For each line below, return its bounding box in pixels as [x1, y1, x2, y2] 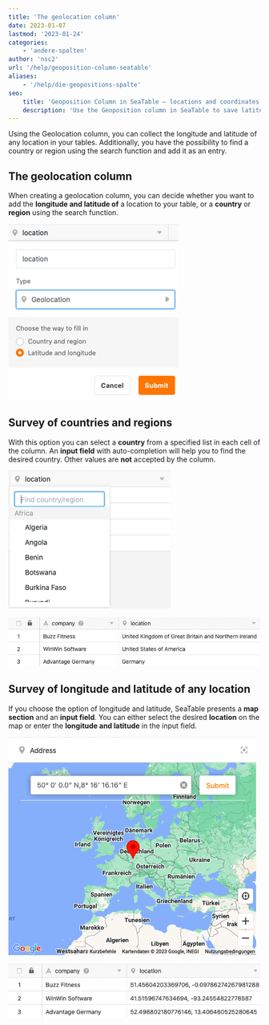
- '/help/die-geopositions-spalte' [22, 80, 142, 88]
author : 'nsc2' [8, 55, 59, 63]
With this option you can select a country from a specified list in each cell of [8, 437, 261, 447]
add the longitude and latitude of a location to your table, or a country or [8, 199, 251, 209]
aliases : [8, 72, 38, 80]
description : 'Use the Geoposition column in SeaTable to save [22, 106, 239, 114]
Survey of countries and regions [8, 416, 173, 429]
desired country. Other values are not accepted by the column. [8, 454, 216, 464]
